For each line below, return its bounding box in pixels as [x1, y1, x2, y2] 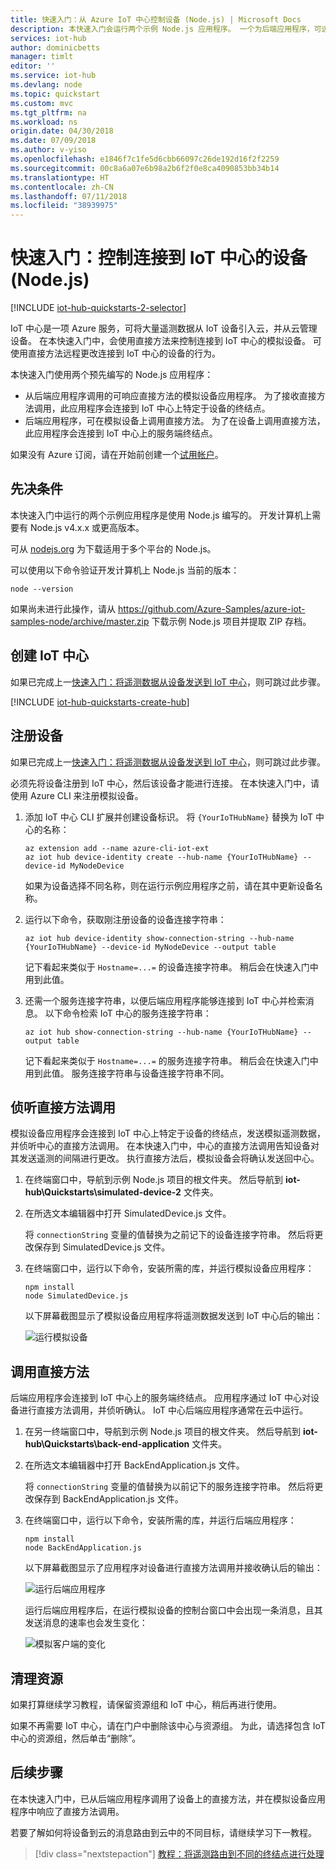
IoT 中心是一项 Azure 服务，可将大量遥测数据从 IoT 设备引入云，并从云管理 [10, 322, 318, 335]
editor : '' [10, 61, 56, 71]
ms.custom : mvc [10, 98, 74, 108]
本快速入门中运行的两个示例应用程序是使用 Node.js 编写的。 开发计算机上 [10, 509, 313, 521]
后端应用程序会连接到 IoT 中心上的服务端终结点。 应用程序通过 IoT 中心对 [10, 1392, 311, 1404]
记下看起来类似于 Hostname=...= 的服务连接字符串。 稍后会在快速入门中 [24, 1054, 319, 1066]
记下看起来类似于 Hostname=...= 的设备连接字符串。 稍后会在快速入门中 [24, 961, 319, 973]
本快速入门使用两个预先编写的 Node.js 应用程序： [10, 369, 214, 381]
